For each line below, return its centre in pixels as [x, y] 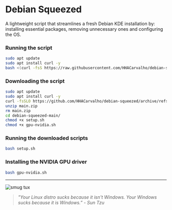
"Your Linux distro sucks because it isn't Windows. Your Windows [87, 197]
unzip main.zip [21, 106]
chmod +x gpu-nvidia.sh [31, 125]
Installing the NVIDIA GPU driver [46, 162]
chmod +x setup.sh [25, 120]
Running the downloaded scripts [47, 138]
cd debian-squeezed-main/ [33, 115]
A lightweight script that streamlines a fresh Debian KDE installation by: [80, 24]
